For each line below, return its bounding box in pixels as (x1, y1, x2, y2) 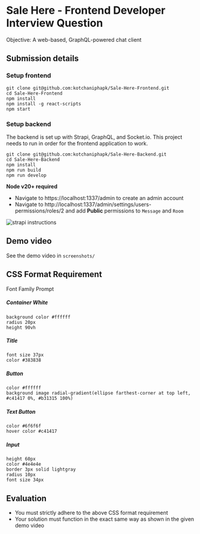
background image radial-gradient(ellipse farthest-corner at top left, (6, 390, 191, 396)
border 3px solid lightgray (6, 466, 76, 473)
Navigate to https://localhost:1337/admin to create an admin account (14, 194, 184, 201)
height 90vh (6, 324, 36, 330)
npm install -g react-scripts (6, 101, 82, 107)
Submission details (6, 53, 79, 63)
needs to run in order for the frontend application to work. (6, 139, 148, 147)
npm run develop (6, 172, 47, 178)
